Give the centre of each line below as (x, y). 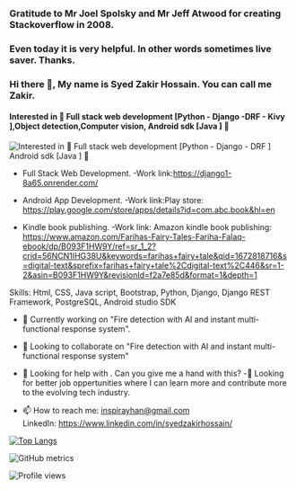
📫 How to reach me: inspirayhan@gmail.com (106, 410)
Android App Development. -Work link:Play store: (113, 200)
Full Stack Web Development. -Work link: (97, 173)
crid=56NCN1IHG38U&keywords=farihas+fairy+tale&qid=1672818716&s (154, 255)
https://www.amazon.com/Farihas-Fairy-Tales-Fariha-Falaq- (134, 236)
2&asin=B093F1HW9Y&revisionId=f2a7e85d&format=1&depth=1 (140, 275)
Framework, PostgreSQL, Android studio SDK (93, 302)
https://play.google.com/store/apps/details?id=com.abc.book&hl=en (148, 209)
